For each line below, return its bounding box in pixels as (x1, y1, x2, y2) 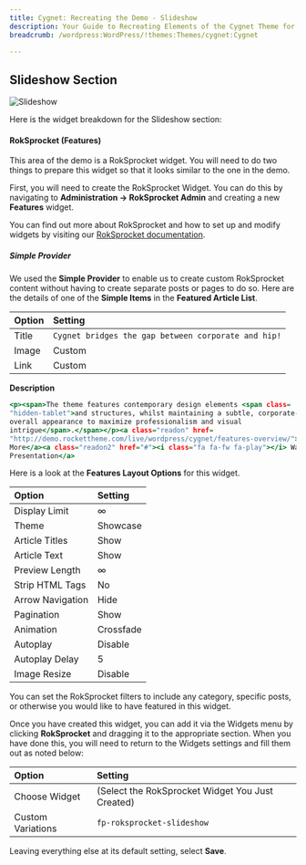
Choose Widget (14, 790, 81, 803)
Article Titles (14, 535, 68, 547)
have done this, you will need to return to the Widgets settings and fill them (9, 738, 291, 749)
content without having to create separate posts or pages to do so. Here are (9, 283, 294, 294)
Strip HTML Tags (14, 578, 87, 591)
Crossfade (97, 623, 143, 636)
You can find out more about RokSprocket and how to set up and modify (9, 220, 280, 231)
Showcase (97, 519, 143, 532)
